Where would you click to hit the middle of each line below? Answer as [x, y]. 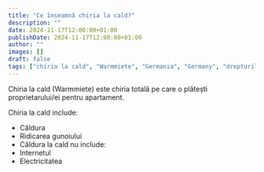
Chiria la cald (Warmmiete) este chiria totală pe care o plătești [108, 89]
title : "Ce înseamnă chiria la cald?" [71, 15]
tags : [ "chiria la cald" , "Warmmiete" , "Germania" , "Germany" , [114, 67]
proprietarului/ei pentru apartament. [66, 97]
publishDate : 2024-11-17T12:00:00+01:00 [75, 37]
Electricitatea [41, 161]
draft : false [29, 60]
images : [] [26, 52]
